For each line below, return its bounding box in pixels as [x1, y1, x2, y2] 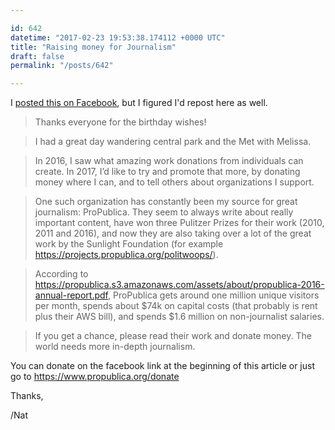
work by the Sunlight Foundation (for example [34, 238, 224, 250]
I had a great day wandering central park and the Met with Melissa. [34, 136, 312, 148]
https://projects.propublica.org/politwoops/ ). [34, 249, 219, 261]
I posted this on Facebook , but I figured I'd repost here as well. [10, 97, 268, 109]
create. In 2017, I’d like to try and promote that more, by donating [34, 166, 301, 178]
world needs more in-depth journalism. [34, 341, 196, 353]
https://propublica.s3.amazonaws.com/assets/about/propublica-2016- [34, 279, 325, 291]
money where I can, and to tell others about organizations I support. [34, 176, 315, 188]
